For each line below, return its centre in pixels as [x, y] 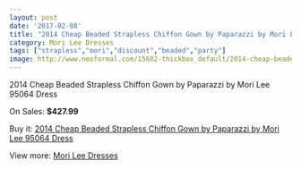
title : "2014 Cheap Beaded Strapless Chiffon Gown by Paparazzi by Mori [148, 34]
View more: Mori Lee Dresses [64, 156]
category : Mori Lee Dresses [62, 42]
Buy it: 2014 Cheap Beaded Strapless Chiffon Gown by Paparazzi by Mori [145, 129]
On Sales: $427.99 [44, 111]
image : [21, 59]
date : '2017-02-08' [46, 26]
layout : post [34, 17]
